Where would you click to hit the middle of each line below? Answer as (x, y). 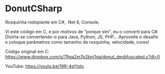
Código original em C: (27, 51)
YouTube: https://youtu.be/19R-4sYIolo (44, 66)
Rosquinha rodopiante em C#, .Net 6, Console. (52, 22)
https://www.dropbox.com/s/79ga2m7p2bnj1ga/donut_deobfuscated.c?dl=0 (82, 56)
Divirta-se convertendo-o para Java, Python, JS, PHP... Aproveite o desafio (82, 37)
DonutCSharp (34, 9)
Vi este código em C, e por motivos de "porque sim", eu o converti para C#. (82, 31)
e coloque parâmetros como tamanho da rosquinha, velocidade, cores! (77, 42)
